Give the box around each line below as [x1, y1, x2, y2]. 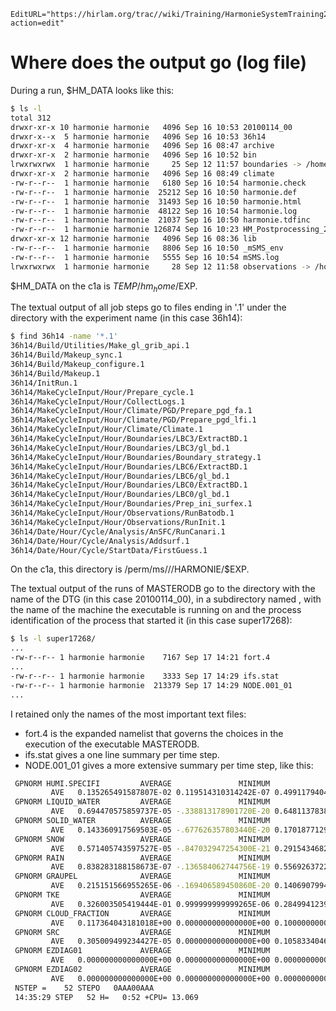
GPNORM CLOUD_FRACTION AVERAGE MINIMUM [14, 908, 271, 919]
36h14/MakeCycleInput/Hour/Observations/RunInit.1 [10, 517, 226, 527]
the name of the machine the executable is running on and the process [10, 604, 302, 616]
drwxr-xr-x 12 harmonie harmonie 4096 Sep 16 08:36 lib [10, 234, 257, 244]
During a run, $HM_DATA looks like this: [10, 84, 175, 96]
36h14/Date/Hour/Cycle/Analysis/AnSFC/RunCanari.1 [10, 526, 226, 537]
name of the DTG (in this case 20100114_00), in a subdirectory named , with [10, 593, 322, 605]
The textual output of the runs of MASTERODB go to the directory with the [10, 583, 316, 595]
